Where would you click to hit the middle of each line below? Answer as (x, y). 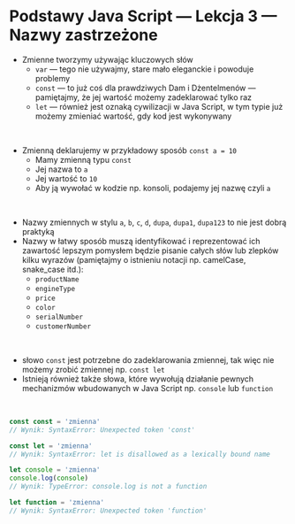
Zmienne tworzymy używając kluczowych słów (108, 59)
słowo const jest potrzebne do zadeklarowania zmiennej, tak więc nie (148, 359)
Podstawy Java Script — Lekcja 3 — (143, 16)
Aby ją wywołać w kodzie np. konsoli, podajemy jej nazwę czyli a (153, 188)
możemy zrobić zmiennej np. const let (93, 369)
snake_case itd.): (53, 269)
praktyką (38, 231)
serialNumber (59, 317)
